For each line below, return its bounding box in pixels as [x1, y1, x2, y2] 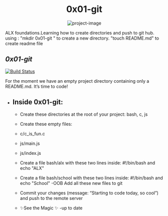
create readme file [5, 40, 43, 46]
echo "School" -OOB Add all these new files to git [20, 180, 123, 186]
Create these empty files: [20, 121, 73, 127]
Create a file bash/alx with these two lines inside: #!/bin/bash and [20, 159, 155, 166]
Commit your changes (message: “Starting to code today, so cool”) [20, 189, 159, 196]
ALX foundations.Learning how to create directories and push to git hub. [5, 30, 154, 36]
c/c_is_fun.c [20, 130, 45, 136]
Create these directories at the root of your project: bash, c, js [20, 111, 148, 117]
